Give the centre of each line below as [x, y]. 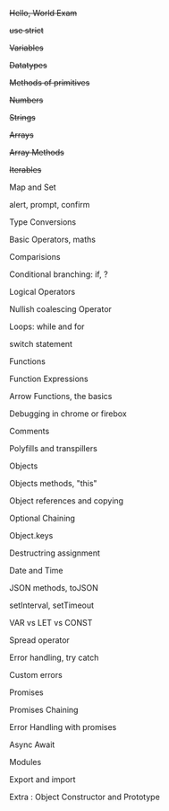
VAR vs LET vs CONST [51, 623]
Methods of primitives [50, 83]
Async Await [32, 744]
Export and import [42, 780]
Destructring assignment [55, 553]
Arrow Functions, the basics [61, 396]
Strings [22, 117]
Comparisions [35, 257]
